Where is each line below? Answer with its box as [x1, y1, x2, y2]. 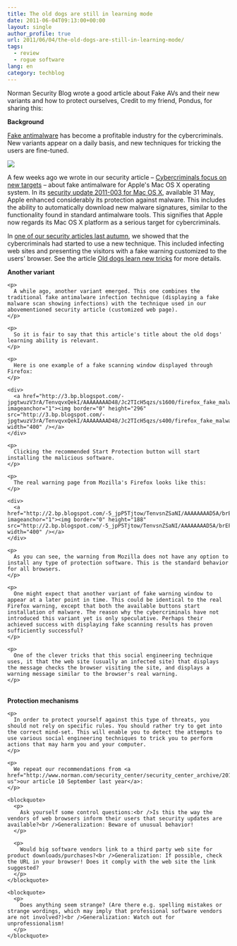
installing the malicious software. [7, 454, 115, 461]
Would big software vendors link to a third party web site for [20, 846, 213, 853]
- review [13, 50, 39, 57]
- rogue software [13, 56, 65, 63]
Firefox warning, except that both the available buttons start [7, 602, 200, 610]
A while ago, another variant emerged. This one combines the [13, 287, 200, 295]
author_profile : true [7, 30, 71, 37]
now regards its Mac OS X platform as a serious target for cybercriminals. [7, 218, 221, 226]
